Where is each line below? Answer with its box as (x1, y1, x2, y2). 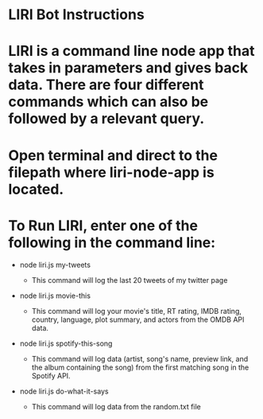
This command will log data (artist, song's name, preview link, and (31, 354, 249, 363)
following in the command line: (8, 233, 216, 252)
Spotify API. (31, 370, 71, 380)
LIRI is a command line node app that (8, 42, 256, 61)
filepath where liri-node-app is (8, 163, 215, 181)
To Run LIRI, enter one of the (8, 217, 199, 234)
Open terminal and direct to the (8, 146, 219, 164)
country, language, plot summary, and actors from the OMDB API (31, 315, 245, 324)
